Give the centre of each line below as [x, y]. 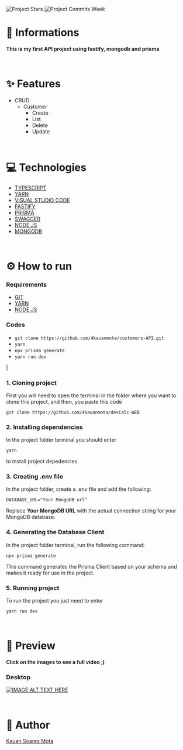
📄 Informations [43, 33]
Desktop [18, 677]
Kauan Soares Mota [30, 741]
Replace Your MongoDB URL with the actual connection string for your [91, 511]
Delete [40, 125]
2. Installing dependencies [44, 427]
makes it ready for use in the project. [50, 573]
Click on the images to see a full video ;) [56, 662]
